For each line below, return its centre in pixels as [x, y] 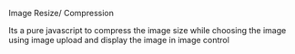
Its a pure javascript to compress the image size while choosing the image [147, 30]
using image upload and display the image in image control [119, 40]
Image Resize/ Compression [61, 13]
